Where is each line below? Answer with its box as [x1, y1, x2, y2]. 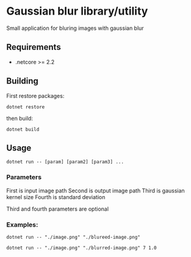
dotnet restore [6, 104, 45, 110]
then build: [6, 114, 34, 122]
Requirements [6, 42, 61, 52]
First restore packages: [6, 92, 65, 99]
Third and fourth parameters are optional [6, 205, 109, 213]
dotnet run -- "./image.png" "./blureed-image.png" [6, 234, 140, 240]
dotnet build [6, 126, 40, 132]
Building [6, 76, 38, 86]
